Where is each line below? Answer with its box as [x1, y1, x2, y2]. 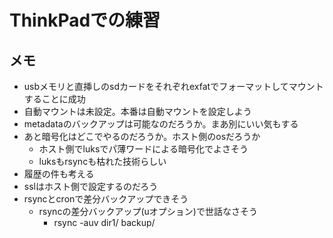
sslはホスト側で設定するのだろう [23, 181, 159, 192]
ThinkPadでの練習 [9, 9, 161, 32]
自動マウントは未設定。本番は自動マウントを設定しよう [23, 106, 252, 117]
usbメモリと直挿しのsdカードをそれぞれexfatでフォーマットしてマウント [23, 81, 324, 92]
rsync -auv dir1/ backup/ [53, 217, 156, 228]
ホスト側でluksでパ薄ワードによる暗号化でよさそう [38, 143, 249, 155]
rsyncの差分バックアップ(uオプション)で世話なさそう [38, 206, 258, 217]
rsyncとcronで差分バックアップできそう [23, 193, 189, 205]
